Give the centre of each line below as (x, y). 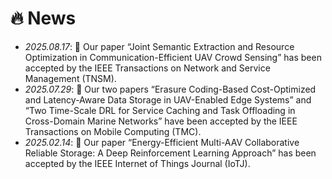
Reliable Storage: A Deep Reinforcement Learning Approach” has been (170, 153)
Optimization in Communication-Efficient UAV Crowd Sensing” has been (173, 57)
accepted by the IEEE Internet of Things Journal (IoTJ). (137, 163)
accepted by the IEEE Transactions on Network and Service (147, 68)
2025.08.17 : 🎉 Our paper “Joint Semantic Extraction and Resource (159, 46)
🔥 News (43, 18)
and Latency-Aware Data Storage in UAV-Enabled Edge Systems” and (168, 99)
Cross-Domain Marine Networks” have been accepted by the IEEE (161, 121)
